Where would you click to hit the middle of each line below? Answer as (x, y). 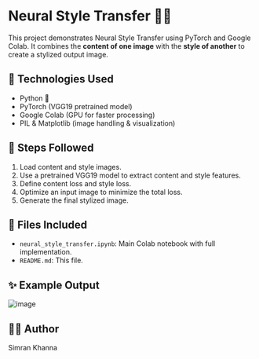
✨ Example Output (54, 285)
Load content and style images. (70, 167)
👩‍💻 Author (34, 329)
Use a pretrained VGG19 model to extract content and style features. (130, 175)
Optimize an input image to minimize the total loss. (101, 192)
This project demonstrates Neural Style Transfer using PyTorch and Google (129, 38)
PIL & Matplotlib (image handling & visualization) (97, 123)
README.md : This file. (51, 260)
